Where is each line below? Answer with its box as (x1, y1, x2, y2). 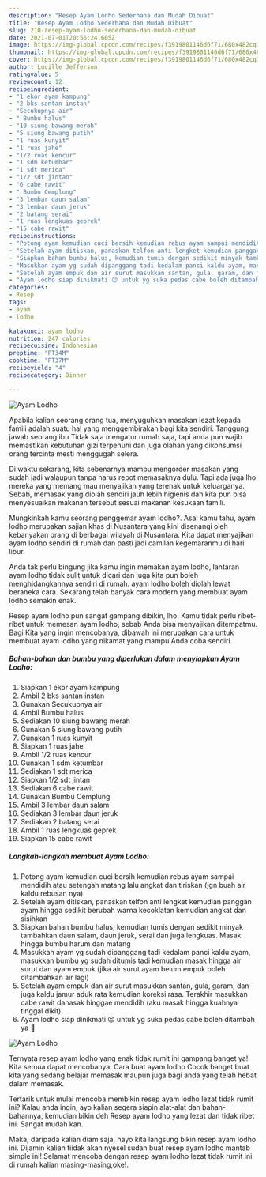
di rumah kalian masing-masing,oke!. (9, 1160, 129, 1169)
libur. (9, 546, 26, 556)
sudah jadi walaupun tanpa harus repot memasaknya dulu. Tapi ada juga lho (9, 472, 257, 482)
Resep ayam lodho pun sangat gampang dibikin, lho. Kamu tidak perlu (9, 610, 237, 621)
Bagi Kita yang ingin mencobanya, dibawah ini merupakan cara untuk (9, 628, 234, 637)
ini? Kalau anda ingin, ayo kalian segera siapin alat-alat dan (9, 1102, 200, 1111)
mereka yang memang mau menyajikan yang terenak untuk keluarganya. (9, 481, 245, 490)
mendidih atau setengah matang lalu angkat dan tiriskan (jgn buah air (20, 880, 246, 889)
